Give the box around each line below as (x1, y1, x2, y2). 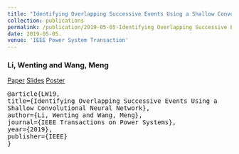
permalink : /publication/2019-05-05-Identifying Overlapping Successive (7, 23, 228, 31)
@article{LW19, (7, 90, 60, 98)
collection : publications (7, 17, 84, 24)
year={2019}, (7, 126, 53, 133)
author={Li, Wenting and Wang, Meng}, (7, 111, 143, 119)
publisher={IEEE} (7, 133, 68, 141)
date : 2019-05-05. (7, 30, 62, 38)
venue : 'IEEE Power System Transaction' (7, 37, 129, 44)
